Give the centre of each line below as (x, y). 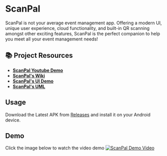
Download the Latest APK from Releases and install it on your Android (78, 114)
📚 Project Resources (39, 55)
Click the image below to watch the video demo (55, 148)
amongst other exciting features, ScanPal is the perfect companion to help (83, 33)
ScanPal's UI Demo (33, 81)
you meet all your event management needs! (52, 39)
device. (13, 120)
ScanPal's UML (29, 86)
